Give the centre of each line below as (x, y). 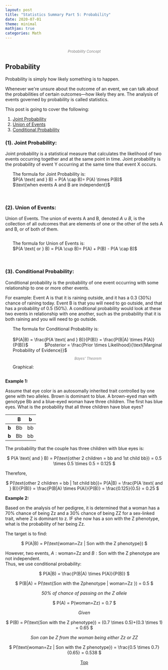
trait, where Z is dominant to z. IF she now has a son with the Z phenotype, (82, 518)
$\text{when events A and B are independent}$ (61, 185)
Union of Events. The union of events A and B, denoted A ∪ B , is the (75, 218)
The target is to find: (26, 534)
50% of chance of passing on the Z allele (84, 593)
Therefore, (16, 473)
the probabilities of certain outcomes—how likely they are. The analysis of (82, 94)
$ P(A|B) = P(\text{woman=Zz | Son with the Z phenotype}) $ (84, 544)
